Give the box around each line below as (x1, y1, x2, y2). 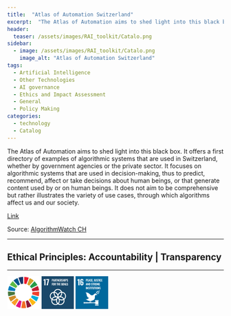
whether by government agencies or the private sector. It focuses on (7, 162, 201, 170)
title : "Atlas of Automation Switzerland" (7, 11, 134, 18)
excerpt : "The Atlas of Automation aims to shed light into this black (7, 18, 220, 25)
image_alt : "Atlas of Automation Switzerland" (19, 55, 155, 62)
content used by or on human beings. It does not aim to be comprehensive (7, 183, 219, 192)
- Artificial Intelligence (13, 69, 91, 76)
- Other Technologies (13, 76, 76, 83)
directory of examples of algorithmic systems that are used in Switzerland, (7, 154, 218, 162)
